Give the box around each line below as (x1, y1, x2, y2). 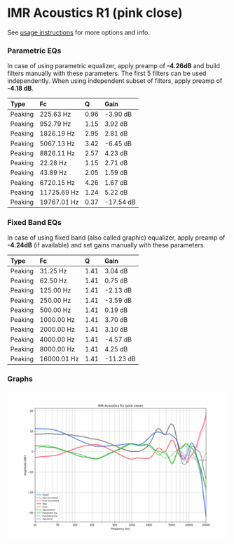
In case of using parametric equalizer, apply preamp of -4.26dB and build (7, 62, 221, 70)
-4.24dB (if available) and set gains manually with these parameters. (7, 241, 205, 250)
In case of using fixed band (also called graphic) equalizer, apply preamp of (7, 233, 226, 242)
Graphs (7, 374, 33, 384)
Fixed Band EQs (7, 217, 62, 227)
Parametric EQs (7, 46, 62, 56)
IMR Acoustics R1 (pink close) (7, 5, 184, 21)
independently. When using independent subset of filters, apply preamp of (7, 77, 223, 85)
